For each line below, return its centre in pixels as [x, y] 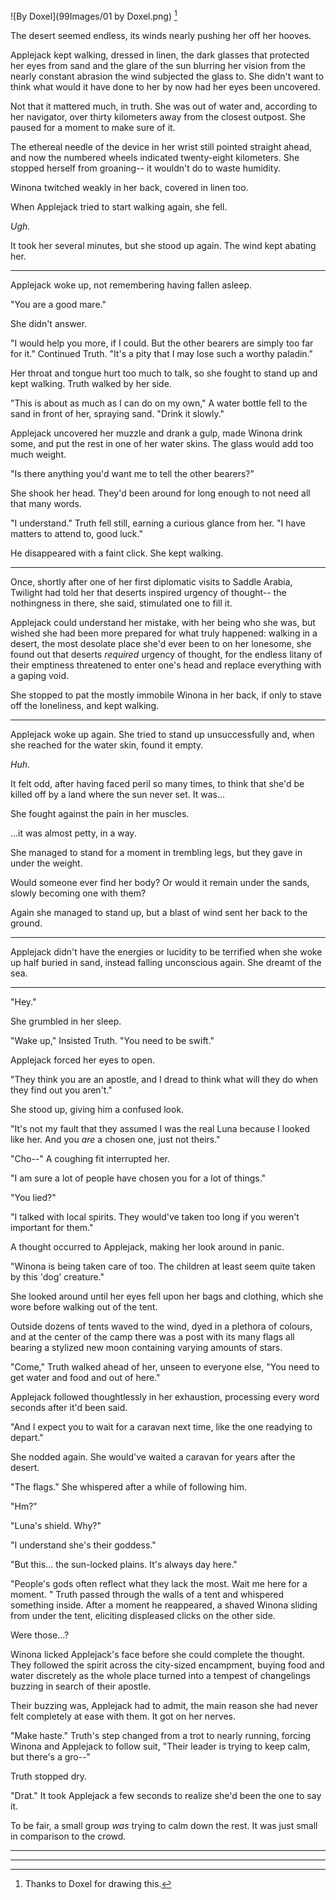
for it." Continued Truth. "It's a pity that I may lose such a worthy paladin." [162, 353]
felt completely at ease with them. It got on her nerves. [123, 1716]
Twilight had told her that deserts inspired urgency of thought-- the [148, 592]
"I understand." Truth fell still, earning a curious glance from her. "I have [158, 523]
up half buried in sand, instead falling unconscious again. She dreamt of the [166, 962]
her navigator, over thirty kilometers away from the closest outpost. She [158, 116]
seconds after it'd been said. [69, 1407]
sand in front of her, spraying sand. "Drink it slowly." [117, 413]
